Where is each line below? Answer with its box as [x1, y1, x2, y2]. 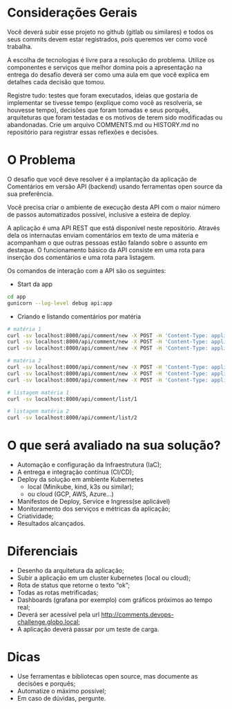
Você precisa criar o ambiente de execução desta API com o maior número [7, 202, 220, 211]
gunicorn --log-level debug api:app [7, 299, 113, 307]
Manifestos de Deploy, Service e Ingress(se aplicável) [17, 498, 171, 506]
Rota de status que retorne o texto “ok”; [17, 581, 130, 589]
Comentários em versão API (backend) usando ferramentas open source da [7, 182, 223, 191]
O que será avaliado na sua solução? [7, 437, 221, 453]
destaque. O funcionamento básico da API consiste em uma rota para [7, 245, 205, 254]
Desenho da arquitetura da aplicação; [17, 567, 124, 574]
